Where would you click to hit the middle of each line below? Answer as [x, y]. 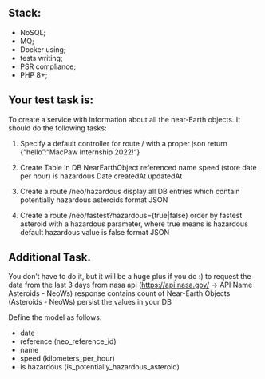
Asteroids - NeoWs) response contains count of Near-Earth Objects [119, 293]
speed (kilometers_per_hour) [67, 358]
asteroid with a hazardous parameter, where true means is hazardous [134, 224]
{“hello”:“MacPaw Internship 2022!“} [80, 152]
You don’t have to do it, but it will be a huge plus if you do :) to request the [130, 277]
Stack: [25, 13]
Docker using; [43, 49]
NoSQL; [33, 32]
